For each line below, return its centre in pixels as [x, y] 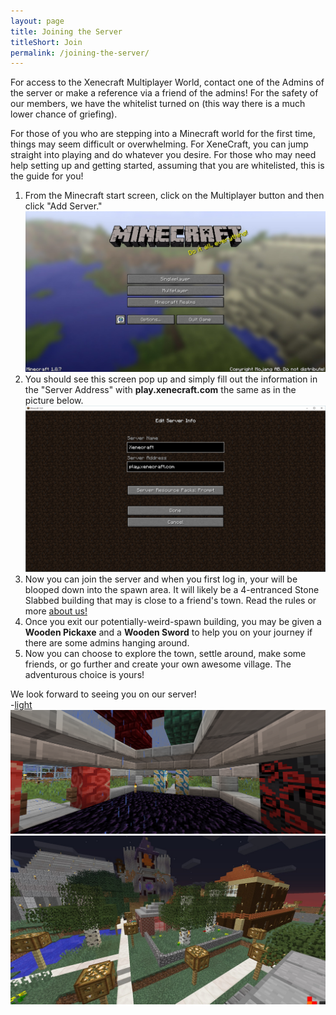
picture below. [54, 401]
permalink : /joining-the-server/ [80, 53]
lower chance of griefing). [64, 114]
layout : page [37, 21]
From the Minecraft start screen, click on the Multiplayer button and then [174, 196]
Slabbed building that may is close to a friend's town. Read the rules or [170, 600]
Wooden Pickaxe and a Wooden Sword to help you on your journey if [168, 632]
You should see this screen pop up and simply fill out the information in [171, 379]
